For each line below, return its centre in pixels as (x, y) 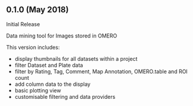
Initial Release (23, 24)
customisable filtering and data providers (65, 96)
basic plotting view (38, 90)
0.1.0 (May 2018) (38, 10)
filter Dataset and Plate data (49, 65)
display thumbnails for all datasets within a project (76, 58)
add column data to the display (53, 84)
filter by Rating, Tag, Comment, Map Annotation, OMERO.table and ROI (101, 71)
